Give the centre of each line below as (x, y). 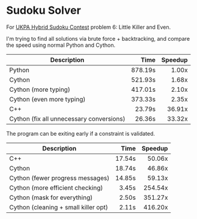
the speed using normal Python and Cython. (61, 45)
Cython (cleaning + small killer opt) (59, 207)
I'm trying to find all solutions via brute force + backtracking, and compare (98, 38)
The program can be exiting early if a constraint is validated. (80, 133)
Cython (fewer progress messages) (59, 178)
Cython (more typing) (40, 89)
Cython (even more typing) (47, 99)
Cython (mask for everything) (51, 197)
